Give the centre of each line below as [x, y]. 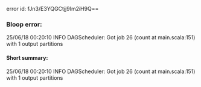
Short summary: [27, 57]
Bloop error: [24, 24]
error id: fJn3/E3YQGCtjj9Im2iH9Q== [53, 9]
